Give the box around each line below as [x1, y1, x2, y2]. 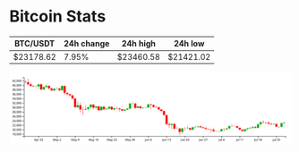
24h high [121, 38, 157, 49]
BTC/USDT [14, 38, 56, 49]
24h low [173, 38, 205, 49]
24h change [64, 38, 110, 49]
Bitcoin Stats [9, 6, 107, 27]
